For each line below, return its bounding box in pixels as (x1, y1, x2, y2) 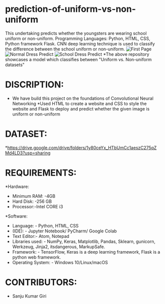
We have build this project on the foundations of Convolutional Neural (12, 95, 154, 101)
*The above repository (103, 51, 149, 57)
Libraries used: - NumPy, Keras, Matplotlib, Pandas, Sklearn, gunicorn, (12, 238, 156, 244)
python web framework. (12, 254, 61, 260)
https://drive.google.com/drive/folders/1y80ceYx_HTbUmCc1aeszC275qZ (7, 145, 157, 151)
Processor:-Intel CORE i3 (12, 203, 63, 209)
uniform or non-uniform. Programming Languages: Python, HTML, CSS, (5, 36, 151, 41)
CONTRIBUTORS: (5, 276, 77, 288)
